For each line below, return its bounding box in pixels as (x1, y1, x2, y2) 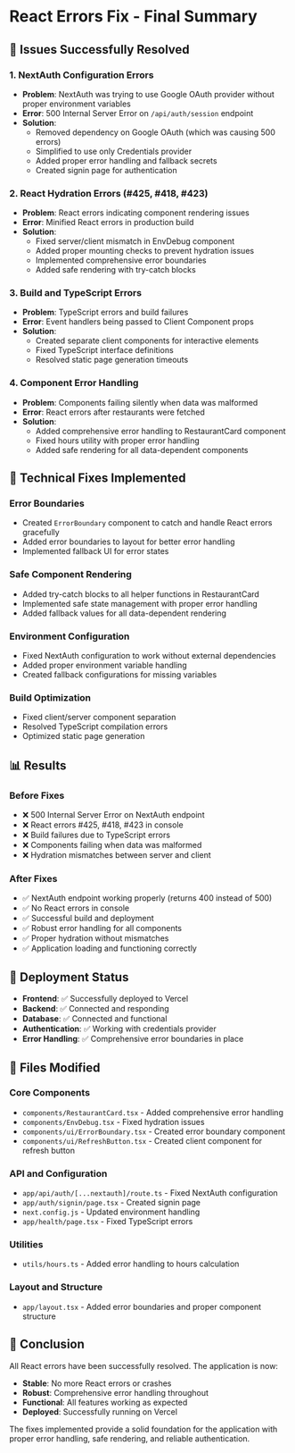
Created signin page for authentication (35, 164, 178, 175)
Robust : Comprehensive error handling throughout (21, 1387, 209, 1398)
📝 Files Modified (9, 1060, 101, 1075)
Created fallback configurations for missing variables (21, 669, 217, 680)
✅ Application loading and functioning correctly (21, 943, 198, 953)
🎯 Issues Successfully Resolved (9, 42, 190, 57)
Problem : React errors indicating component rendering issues (21, 207, 250, 218)
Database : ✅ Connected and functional (21, 1013, 168, 1024)
